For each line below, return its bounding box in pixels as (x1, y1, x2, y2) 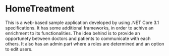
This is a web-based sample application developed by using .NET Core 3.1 (5, 19, 159, 25)
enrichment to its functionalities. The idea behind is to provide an (5, 30, 140, 36)
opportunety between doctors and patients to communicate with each (5, 35, 151, 41)
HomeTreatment (5, 3, 75, 14)
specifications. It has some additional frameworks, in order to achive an (5, 24, 154, 30)
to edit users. (5, 46, 33, 52)
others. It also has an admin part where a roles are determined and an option (5, 40, 164, 46)
